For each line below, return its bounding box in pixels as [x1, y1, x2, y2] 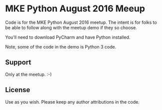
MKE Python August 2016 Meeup [5, 3, 146, 14]
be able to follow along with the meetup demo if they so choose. [5, 24, 137, 30]
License [5, 86, 30, 94]
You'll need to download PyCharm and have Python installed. [5, 34, 131, 40]
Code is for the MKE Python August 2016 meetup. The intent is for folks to [5, 19, 157, 25]
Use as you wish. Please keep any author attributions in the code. [5, 99, 140, 105]
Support [5, 58, 31, 67]
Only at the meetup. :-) [5, 71, 52, 77]
